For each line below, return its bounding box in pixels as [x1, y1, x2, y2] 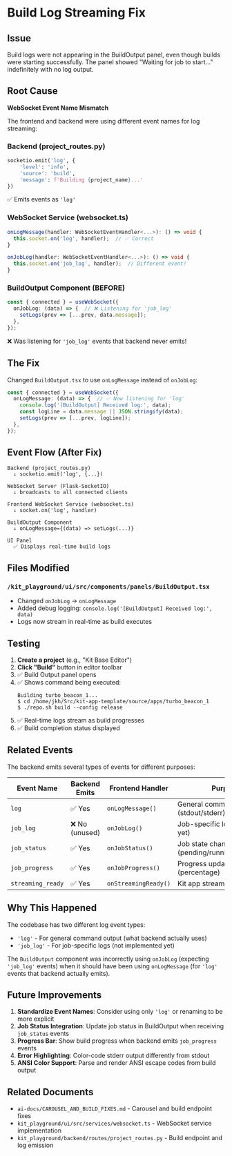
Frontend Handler [109, 783, 168, 793]
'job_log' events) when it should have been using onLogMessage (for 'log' [7, 961, 218, 970]
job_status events [17, 1030, 70, 1038]
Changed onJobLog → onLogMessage [17, 597, 117, 605]
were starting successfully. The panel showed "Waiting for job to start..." [7, 58, 213, 66]
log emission [17, 1141, 54, 1150]
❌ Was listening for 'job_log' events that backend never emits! [7, 337, 187, 345]
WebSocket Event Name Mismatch [7, 104, 109, 112]
